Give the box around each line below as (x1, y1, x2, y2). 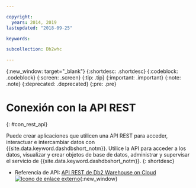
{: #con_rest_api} (6, 121, 48, 128)
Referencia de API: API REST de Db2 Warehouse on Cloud (14, 169, 156, 176)
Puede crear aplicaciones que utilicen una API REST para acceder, (6, 132, 168, 139)
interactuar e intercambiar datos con (6, 139, 95, 146)
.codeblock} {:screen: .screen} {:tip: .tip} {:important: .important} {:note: (6, 74, 182, 81)
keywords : (6, 36, 31, 42)
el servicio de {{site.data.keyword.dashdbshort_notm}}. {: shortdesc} (6, 158, 175, 165)
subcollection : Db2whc (6, 46, 62, 52)
